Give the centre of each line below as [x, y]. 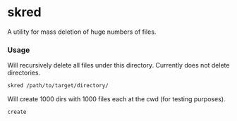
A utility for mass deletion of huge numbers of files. [82, 32]
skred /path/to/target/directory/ [58, 86]
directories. [24, 73]
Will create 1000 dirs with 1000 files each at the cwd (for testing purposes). [116, 99]
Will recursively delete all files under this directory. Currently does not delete [119, 65]
